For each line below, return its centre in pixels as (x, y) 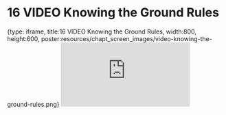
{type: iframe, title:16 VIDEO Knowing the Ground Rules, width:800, (102, 31)
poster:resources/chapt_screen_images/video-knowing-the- (127, 38)
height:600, (23, 38)
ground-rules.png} (33, 104)
